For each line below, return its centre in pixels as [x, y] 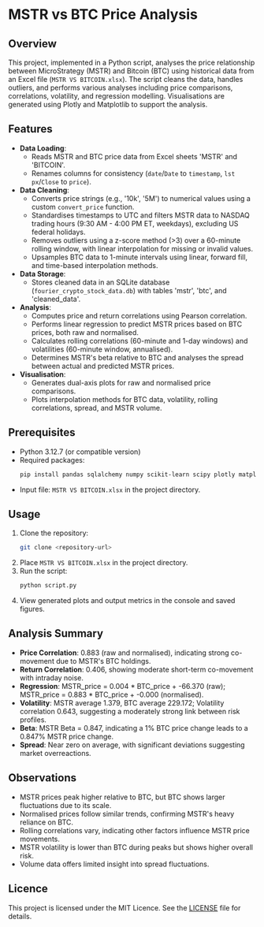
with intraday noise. [52, 678]
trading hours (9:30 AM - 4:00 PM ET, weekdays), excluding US [135, 223]
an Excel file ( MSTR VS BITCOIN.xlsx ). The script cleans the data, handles [126, 79]
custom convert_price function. [83, 207]
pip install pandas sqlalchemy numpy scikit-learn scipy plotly [127, 475]
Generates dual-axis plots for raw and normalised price [121, 382]
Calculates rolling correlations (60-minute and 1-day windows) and [139, 341]
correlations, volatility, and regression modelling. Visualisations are [116, 96]
